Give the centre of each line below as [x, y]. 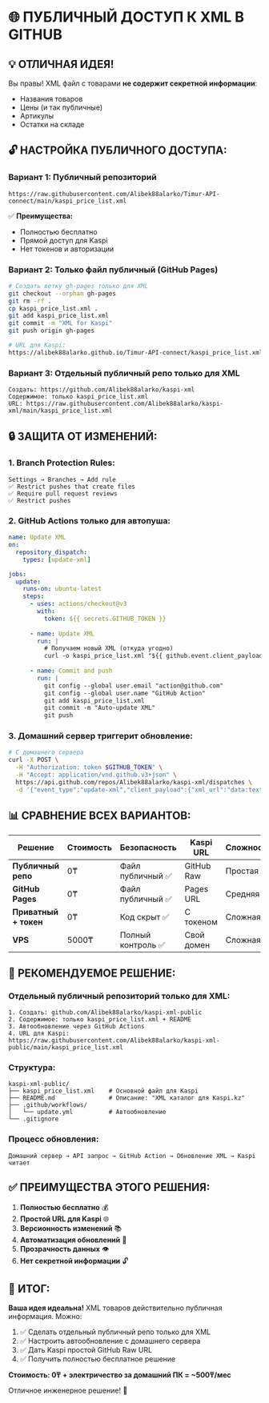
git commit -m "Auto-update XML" [100, 708]
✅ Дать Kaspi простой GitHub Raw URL [86, 1350]
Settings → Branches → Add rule [62, 479]
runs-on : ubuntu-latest [62, 589]
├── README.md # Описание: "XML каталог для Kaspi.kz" [127, 1098]
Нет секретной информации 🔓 [74, 1261]
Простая [242, 871]
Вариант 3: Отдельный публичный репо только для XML [124, 373]
